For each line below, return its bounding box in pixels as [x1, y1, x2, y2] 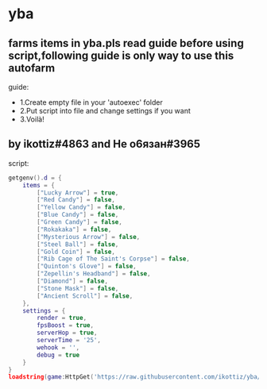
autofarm [8, 61, 56, 75]
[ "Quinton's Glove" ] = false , [37, 263, 137, 271]
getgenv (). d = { [8, 174, 62, 182]
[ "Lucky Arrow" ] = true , [37, 188, 119, 197]
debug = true [37, 351, 80, 359]
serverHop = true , [37, 329, 98, 337]
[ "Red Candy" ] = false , [37, 196, 115, 204]
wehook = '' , [37, 343, 80, 352]
